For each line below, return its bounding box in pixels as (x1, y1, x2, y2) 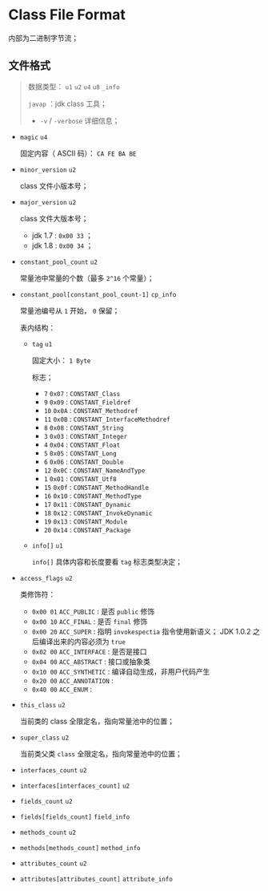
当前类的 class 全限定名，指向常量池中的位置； (19, 716, 174, 726)
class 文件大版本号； (19, 213, 89, 223)
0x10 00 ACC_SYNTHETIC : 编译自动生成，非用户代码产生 (31, 666, 210, 676)
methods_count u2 (19, 828, 77, 836)
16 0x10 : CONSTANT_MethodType (43, 491, 142, 500)
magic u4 (19, 133, 48, 141)
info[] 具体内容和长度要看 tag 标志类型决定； (31, 557, 182, 566)
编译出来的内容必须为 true (38, 636, 126, 646)
